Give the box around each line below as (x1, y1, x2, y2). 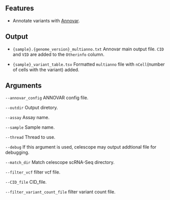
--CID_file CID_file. (5, 179, 47, 185)
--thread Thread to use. (5, 134, 55, 140)
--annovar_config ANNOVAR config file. (5, 95, 89, 101)
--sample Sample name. (5, 124, 55, 130)
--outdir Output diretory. (5, 104, 58, 111)
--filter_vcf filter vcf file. (5, 169, 61, 175)
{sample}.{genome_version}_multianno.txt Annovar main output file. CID (12, 46, 164, 52)
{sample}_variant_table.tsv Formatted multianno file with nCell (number (12, 61, 165, 67)
